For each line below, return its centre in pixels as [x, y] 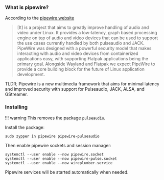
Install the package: [25, 127]
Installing [16, 107]
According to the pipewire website [40, 18]
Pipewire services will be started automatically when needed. [67, 172]
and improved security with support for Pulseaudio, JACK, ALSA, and [75, 89]
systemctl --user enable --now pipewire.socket [55, 154]
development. [31, 75]
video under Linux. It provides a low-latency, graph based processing [87, 33]
